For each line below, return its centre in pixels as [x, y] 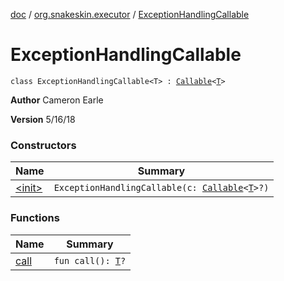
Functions [35, 218]
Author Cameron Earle [57, 100]
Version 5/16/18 [43, 119]
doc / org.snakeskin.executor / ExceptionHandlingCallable [130, 14]
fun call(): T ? [90, 260]
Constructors [43, 145]
